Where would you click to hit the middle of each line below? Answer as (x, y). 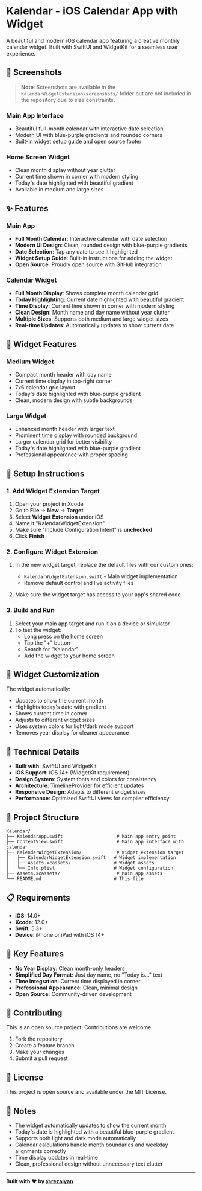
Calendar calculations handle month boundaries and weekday (91, 1145)
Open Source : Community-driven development (73, 994)
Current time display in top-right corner (64, 381)
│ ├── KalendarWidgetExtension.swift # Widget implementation (91, 858)
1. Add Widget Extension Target (53, 491)
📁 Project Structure (43, 817)
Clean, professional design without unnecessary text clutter (89, 1164)
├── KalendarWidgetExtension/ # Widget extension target (95, 852)
